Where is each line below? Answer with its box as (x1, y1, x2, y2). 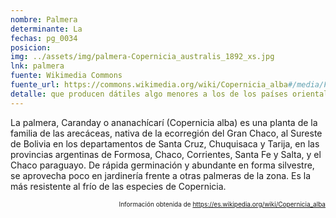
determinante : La (10, 24, 83, 34)
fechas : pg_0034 (10, 33, 78, 43)
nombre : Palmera (10, 14, 78, 25)
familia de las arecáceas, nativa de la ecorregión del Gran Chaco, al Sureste (10, 127, 323, 139)
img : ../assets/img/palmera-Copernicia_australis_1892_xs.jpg (10, 52, 275, 62)
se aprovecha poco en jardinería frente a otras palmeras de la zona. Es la (10, 169, 312, 181)
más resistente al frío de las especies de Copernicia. (10, 180, 227, 192)
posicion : (10, 42, 52, 53)
